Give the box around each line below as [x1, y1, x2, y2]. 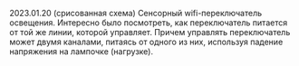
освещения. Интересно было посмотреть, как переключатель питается [9, 17, 288, 28]
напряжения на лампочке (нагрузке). [9, 46, 154, 57]
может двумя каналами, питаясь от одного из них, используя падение [9, 36, 284, 47]
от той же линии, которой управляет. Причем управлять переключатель [9, 27, 291, 37]
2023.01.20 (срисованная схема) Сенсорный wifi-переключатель [9, 8, 263, 18]
